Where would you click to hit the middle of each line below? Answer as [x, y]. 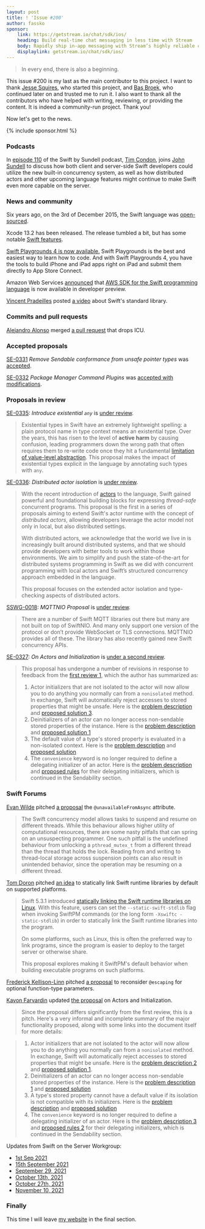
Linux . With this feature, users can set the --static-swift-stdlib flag [109, 907]
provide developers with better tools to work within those [93, 551]
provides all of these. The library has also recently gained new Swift [106, 639]
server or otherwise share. [55, 952]
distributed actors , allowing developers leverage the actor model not [107, 520]
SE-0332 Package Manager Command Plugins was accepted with [90, 377]
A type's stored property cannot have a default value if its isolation [114, 1095]
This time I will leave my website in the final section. [71, 1219]
